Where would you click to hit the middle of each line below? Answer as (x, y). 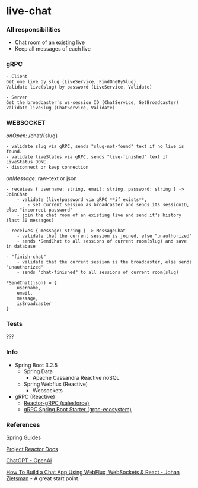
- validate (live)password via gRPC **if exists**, (82, 200)
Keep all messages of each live (52, 49)
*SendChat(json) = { (32, 283)
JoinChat (17, 194)
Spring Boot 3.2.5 (36, 365)
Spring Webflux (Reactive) (55, 384)
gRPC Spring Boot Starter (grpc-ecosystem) (77, 409)
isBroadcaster (34, 304)
